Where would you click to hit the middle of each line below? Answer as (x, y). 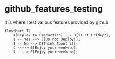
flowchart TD (18, 31)
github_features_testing (54, 9)
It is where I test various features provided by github (57, 22)
